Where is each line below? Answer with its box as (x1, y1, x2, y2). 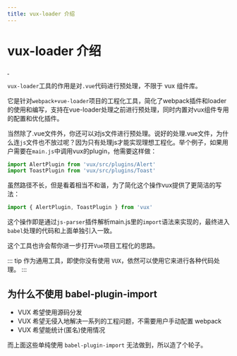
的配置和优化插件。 (7, 114, 63, 122)
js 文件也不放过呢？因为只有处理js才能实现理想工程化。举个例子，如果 (20, 138, 223, 146)
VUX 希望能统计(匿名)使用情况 (17, 326, 106, 334)
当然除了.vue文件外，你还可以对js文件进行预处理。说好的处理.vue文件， (7, 129, 217, 138)
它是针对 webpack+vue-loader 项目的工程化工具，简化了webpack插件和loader (7, 96, 227, 105)
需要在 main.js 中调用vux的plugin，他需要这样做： (13, 146, 157, 155)
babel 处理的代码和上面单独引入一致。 (7, 227, 116, 235)
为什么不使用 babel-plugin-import (7, 287, 157, 300)
